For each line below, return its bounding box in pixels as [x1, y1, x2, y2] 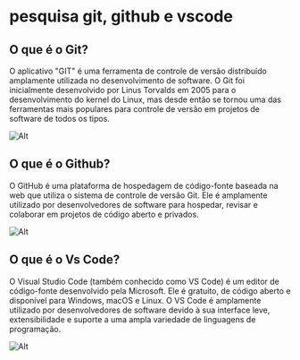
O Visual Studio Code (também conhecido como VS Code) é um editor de [9, 276, 279, 287]
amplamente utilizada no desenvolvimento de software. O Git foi [9, 75, 246, 86]
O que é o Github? [9, 157, 111, 172]
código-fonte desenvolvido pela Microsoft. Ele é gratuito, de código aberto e [9, 285, 291, 296]
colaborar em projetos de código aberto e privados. [9, 209, 199, 219]
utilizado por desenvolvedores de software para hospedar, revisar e [9, 199, 259, 210]
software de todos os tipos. [9, 114, 110, 124]
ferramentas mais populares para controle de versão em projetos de [9, 104, 261, 114]
